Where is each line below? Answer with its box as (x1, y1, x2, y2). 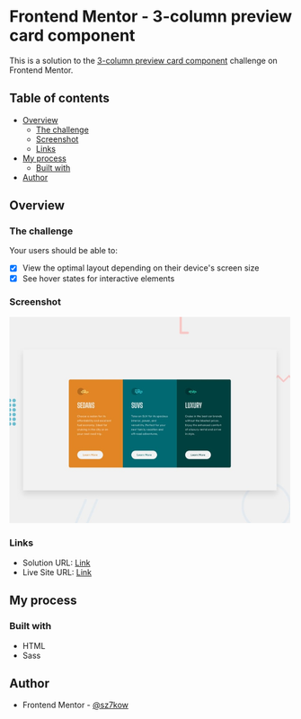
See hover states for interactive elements (22, 272, 175, 284)
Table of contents (9, 91, 110, 106)
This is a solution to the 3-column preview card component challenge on (9, 55, 279, 66)
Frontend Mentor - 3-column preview (9, 6, 293, 27)
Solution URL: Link (22, 557, 91, 568)
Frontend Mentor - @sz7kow (22, 699, 128, 711)
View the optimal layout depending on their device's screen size (22, 262, 260, 273)
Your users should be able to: (9, 245, 119, 256)
